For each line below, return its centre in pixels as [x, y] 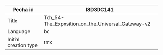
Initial [14, 39]
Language [19, 32]
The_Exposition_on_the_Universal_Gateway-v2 [97, 24]
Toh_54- [54, 18]
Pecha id [23, 9]
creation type [23, 45]
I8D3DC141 [100, 9]
